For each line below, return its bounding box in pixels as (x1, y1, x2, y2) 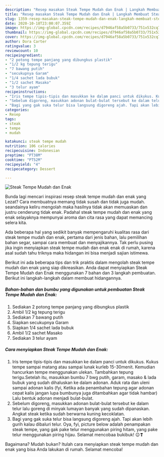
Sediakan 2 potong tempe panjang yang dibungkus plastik (12, 304, 129, 310)
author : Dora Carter (5, 39, 47, 44)
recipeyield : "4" (5, 162, 41, 167)
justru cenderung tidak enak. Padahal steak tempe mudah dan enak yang (5, 209, 152, 215)
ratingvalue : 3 (5, 44, 36, 49)
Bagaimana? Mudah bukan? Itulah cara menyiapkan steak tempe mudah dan (5, 441, 159, 447)
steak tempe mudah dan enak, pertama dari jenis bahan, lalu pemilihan (5, 234, 147, 240)
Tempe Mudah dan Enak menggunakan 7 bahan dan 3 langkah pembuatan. (5, 270, 156, 276)
